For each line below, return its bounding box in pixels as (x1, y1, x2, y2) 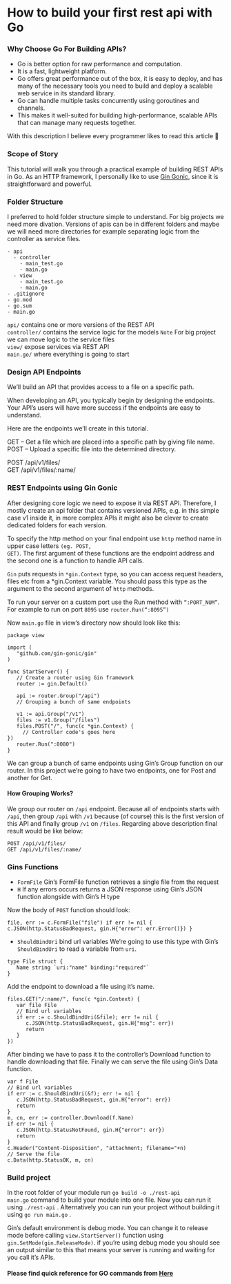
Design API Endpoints (7, 368, 81, 377)
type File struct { (7, 959, 63, 965)
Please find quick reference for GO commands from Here (7, 1269, 174, 1278)
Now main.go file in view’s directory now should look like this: (7, 619, 181, 627)
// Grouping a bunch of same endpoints (16, 698, 131, 706)
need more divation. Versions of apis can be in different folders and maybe (7, 220, 220, 229)
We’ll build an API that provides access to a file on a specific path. (7, 383, 194, 391)
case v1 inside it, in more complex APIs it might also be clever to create (7, 513, 209, 522)
